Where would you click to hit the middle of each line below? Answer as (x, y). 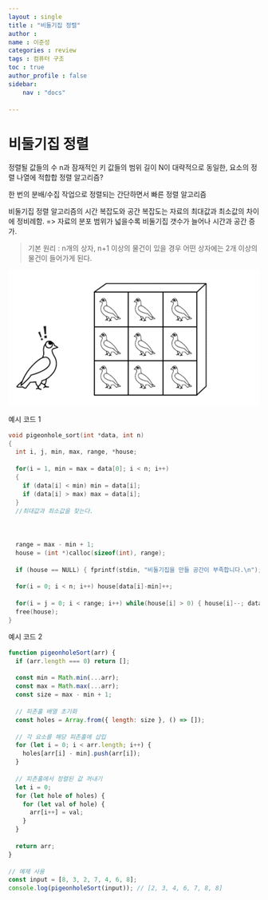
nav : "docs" (44, 93)
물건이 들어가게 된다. (60, 259)
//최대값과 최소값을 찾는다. (55, 511)
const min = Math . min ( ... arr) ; (67, 678)
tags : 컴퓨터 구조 (36, 59)
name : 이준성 (29, 42)
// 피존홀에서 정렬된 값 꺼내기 (59, 779)
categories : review (43, 51)
